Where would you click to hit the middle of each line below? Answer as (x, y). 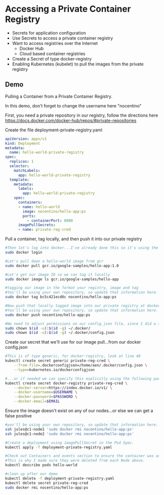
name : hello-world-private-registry (47, 152)
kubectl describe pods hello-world (41, 465)
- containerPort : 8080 (50, 221)
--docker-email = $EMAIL (37, 401)
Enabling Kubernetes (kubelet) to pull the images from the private (78, 64)
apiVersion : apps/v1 (26, 139)
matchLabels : (27, 170)
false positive (19, 416)
